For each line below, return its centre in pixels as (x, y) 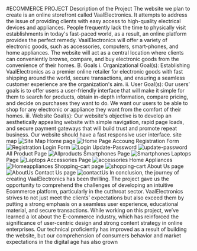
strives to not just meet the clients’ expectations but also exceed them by (95, 198)
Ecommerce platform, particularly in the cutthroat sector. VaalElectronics (95, 191)
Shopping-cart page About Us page (119, 166)
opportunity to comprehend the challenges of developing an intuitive (90, 185)
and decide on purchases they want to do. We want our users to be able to (97, 103)
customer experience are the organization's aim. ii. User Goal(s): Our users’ (98, 84)
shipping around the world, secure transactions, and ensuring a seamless (96, 78)
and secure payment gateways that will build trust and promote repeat (92, 128)
